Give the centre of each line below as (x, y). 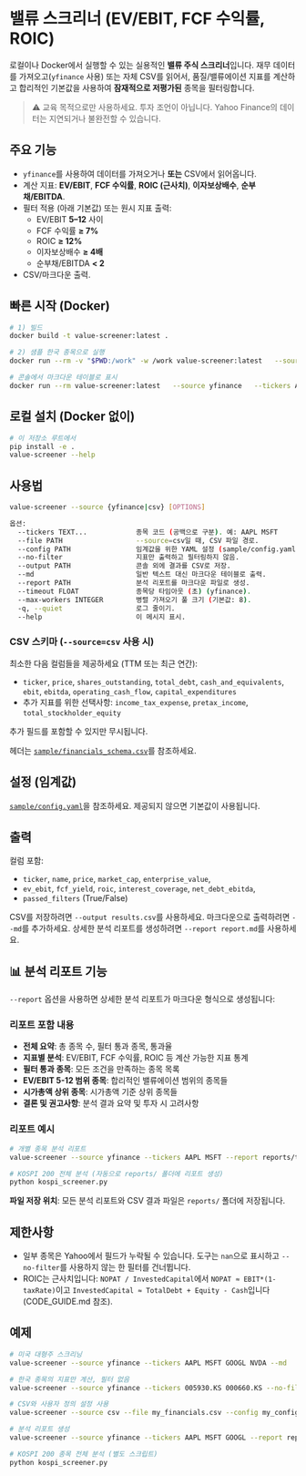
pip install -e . (42, 446)
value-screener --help (52, 455)
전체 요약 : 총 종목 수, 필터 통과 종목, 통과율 (97, 1046)
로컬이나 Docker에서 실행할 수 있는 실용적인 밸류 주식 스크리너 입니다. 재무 (140, 65)
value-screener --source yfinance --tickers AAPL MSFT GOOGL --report (146, 1438)
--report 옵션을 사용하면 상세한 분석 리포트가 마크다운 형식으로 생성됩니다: (143, 999)
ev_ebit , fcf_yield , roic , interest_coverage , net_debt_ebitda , (139, 888)
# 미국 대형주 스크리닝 (46, 1354)
